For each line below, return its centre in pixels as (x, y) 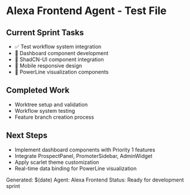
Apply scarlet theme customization (57, 162)
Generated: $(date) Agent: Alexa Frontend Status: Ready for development (95, 180)
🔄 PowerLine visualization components (61, 72)
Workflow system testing (45, 110)
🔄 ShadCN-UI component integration (59, 59)
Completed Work (38, 90)
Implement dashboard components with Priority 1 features (85, 149)
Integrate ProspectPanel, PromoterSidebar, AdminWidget (84, 156)
